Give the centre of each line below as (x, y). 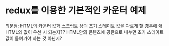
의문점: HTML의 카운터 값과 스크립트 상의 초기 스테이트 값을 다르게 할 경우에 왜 (84, 26)
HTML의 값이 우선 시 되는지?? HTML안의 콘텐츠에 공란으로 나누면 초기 (76, 32)
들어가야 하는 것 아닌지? (38, 38)
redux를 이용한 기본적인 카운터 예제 (76, 10)
